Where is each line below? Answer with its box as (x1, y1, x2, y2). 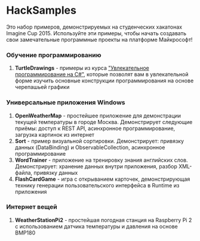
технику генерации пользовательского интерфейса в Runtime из (14, 181, 180, 189)
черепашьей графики (14, 84, 70, 91)
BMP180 (14, 229, 36, 236)
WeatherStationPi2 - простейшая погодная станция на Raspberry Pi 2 (14, 216, 192, 224)
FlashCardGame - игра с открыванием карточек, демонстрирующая (14, 175, 190, 183)
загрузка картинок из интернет (14, 131, 94, 138)
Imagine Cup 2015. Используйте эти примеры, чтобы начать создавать (6, 29, 187, 36)
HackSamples (6, 4, 76, 17)
